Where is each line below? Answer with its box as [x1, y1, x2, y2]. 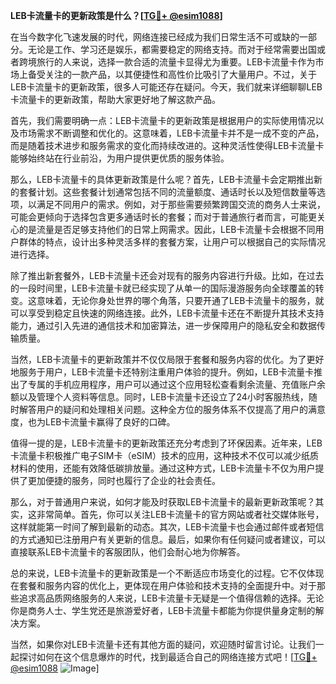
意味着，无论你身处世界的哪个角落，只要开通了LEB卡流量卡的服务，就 [36, 295, 325, 306]
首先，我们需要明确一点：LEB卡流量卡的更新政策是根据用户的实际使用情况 [10, 115, 316, 126]
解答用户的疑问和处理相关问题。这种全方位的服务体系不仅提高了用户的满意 [18, 404, 326, 415]
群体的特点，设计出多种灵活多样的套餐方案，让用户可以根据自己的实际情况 [18, 236, 326, 248]
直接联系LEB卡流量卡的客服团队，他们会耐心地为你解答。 [10, 546, 246, 558]
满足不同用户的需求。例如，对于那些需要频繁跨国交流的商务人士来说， [36, 199, 326, 210]
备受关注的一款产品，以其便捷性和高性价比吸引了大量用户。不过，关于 [27, 69, 317, 80]
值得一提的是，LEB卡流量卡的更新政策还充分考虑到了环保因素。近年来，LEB [10, 437, 323, 449]
